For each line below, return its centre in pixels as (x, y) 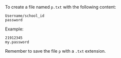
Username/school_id (25, 16)
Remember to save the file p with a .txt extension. (55, 51)
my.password (17, 42)
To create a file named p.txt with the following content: (61, 7)
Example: (14, 29)
